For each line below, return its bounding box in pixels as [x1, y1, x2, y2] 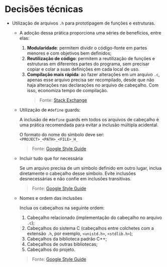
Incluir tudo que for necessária [19, 155, 83, 161]
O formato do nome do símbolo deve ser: [19, 131, 105, 137]
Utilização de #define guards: [19, 107, 81, 113]
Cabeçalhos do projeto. [27, 246, 76, 252]
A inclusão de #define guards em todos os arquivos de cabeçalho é [19, 116, 159, 122]
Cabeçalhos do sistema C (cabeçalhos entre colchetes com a [27, 225, 154, 231]
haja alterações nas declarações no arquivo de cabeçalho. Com [27, 82, 159, 88]
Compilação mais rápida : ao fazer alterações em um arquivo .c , [27, 71, 160, 77]
